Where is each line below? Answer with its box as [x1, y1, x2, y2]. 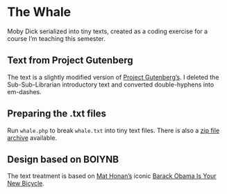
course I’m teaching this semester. [7, 34, 106, 42]
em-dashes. [7, 87, 42, 96]
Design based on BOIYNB [7, 153, 119, 165]
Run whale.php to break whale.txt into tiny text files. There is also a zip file [7, 126, 220, 134]
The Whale [7, 4, 72, 20]
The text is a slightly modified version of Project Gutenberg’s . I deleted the [7, 73, 219, 81]
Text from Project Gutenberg [7, 55, 133, 67]
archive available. [7, 133, 58, 142]
